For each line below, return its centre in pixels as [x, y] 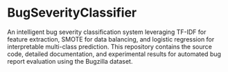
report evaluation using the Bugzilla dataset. [70, 61]
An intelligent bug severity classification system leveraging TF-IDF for [107, 32]
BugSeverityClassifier [72, 13]
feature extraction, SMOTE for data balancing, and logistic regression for [111, 39]
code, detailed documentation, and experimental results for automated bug [114, 54]
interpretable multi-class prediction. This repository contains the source [110, 46]
